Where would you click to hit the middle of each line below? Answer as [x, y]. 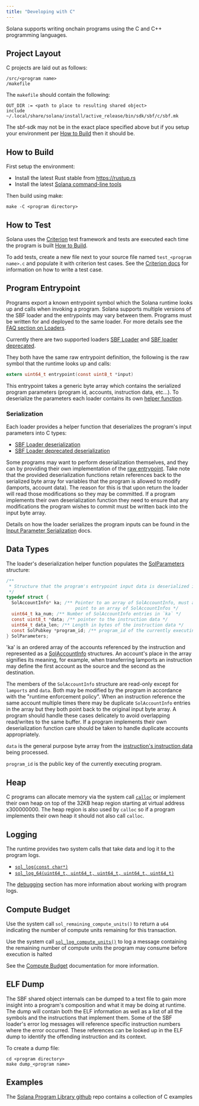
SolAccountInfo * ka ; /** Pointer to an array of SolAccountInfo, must [100, 603]
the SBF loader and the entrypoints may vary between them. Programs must [99, 315]
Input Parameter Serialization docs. [49, 531]
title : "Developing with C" [41, 12]
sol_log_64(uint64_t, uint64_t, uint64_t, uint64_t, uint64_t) [94, 874]
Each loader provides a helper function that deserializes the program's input [99, 427]
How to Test [29, 225]
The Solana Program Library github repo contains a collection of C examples [99, 1096]
